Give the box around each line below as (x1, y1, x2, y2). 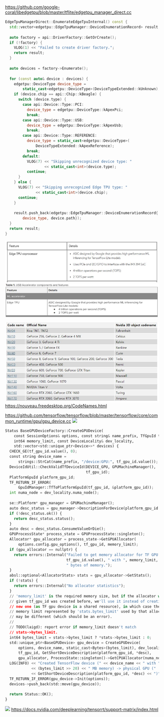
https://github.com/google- (5, 4, 60, 10)
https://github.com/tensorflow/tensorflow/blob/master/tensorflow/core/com (5, 412, 158, 418)
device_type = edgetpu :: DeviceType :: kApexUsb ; (26, 123, 123, 128)
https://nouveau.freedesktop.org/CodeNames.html (5, 403, 107, 409)
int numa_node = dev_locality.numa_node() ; (9, 490, 99, 495)
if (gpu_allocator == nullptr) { (9, 547, 78, 552)
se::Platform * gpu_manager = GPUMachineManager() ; (9, 501, 115, 506)
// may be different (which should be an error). (9, 615, 112, 619)
